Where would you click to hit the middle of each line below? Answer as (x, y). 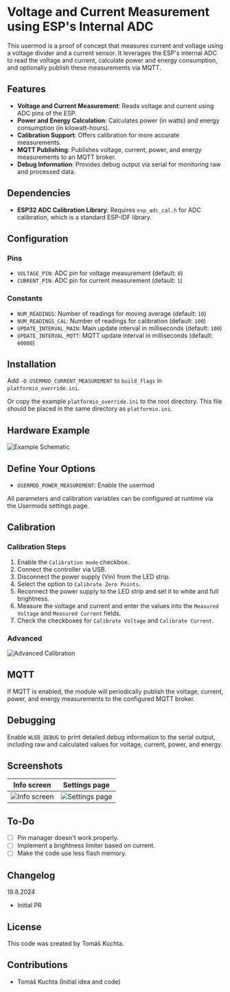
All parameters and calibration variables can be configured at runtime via (110, 498)
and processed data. (46, 171)
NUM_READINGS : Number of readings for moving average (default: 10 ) (112, 313)
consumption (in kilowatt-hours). (63, 127)
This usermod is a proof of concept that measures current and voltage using (115, 45)
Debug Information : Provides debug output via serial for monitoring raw (119, 164)
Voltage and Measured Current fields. (69, 613)
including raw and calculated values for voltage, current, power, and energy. (115, 744)
